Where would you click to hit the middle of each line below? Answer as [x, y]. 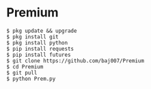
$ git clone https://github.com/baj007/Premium [75, 61]
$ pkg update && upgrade [42, 31]
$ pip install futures [39, 55]
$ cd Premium [25, 66]
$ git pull [22, 73]
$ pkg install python [37, 42]
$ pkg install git [32, 37]
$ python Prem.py [31, 79]
